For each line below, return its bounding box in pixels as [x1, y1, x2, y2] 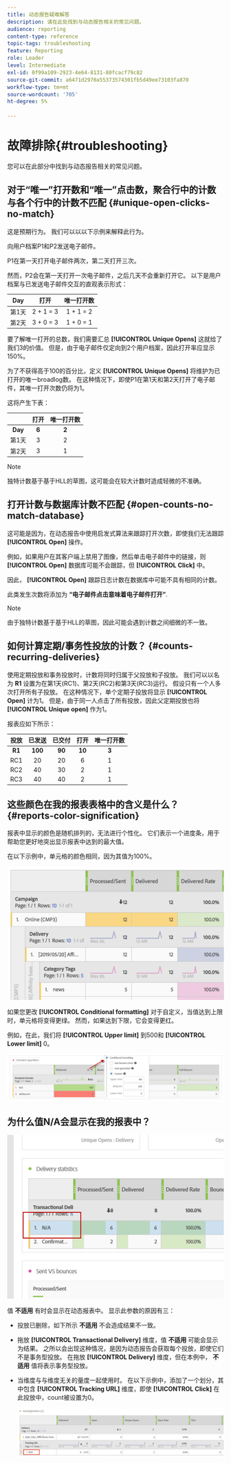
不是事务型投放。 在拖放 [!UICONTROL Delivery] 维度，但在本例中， [16, 1352, 212, 1361]
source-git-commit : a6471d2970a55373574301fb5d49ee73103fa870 [7, 76, 189, 83]
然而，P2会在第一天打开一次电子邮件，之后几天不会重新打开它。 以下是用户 [7, 271, 221, 279]
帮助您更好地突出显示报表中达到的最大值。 [7, 838, 128, 846]
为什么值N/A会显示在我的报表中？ [7, 1116, 151, 1127]
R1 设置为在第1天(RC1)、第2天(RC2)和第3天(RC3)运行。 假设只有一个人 [14, 679, 215, 687]
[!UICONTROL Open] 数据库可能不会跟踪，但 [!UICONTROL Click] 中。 [7, 561, 209, 569]
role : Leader [7, 55, 45, 62]
